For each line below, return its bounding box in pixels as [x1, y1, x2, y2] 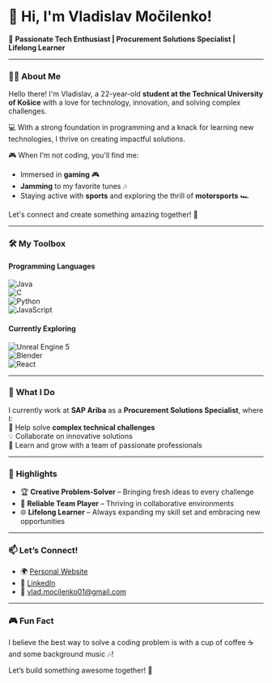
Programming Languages [8, 261, 96, 271]
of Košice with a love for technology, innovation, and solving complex [8, 97, 241, 108]
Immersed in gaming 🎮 [19, 170, 100, 179]
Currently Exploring [8, 324, 77, 333]
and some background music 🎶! [8, 649, 114, 659]
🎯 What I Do [8, 387, 55, 398]
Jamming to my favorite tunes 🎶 [19, 182, 128, 191]
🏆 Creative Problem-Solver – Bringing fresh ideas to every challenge [19, 487, 254, 497]
